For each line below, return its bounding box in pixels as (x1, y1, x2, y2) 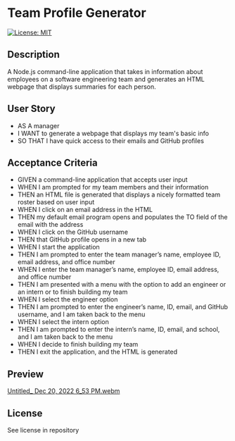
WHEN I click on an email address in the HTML (17, 206, 153, 214)
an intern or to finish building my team (17, 287, 128, 297)
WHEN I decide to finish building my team (17, 340, 139, 349)
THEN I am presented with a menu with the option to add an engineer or (17, 280, 227, 289)
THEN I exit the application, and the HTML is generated (17, 347, 178, 356)
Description (7, 49, 60, 61)
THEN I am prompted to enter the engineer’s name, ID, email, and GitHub (17, 303, 229, 311)
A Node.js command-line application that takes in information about (7, 67, 203, 75)
